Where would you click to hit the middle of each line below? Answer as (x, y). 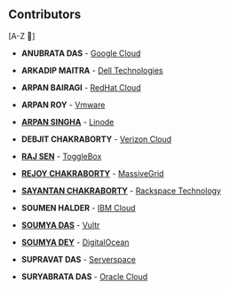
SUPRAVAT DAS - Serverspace (79, 259)
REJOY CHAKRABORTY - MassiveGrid (92, 173)
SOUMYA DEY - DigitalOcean (75, 242)
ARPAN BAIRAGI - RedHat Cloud (81, 87)
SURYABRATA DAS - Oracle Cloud (84, 276)
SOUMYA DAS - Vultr (60, 224)
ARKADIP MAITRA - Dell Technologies (92, 70)
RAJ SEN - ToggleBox (61, 156)
